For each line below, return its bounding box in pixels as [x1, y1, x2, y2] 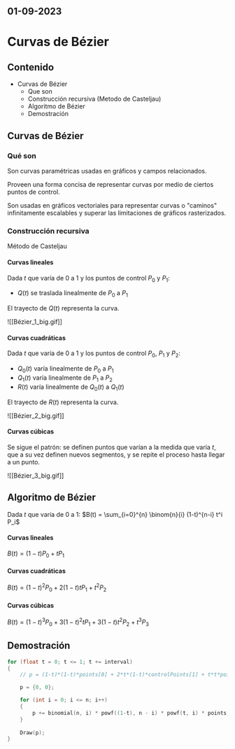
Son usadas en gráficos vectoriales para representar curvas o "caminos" [7, 201, 218, 210]
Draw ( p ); [20, 729, 45, 736]
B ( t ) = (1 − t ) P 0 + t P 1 [7, 549, 65, 559]
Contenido [7, 61, 55, 73]
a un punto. [7, 457, 41, 466]
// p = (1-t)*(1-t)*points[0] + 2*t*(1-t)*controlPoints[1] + [20, 671, 205, 678]
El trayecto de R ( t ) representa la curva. [7, 398, 119, 406]
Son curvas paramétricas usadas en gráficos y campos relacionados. [7, 167, 207, 176]
